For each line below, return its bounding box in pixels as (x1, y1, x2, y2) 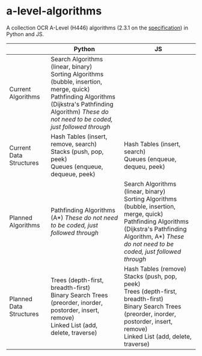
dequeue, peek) (50, 170, 96, 178)
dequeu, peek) (124, 162, 165, 171)
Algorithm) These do (50, 107, 109, 115)
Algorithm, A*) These (124, 232, 185, 241)
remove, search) (50, 140, 97, 148)
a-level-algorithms (6, 4, 102, 18)
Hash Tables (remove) (124, 265, 187, 273)
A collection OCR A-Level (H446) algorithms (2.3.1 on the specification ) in (6, 24, 188, 31)
